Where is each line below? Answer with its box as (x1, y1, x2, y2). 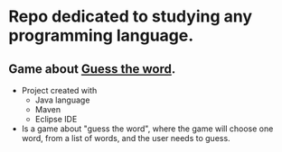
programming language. (8, 25, 194, 46)
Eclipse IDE (34, 114, 78, 124)
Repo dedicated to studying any (8, 6, 253, 27)
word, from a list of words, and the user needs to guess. (21, 133, 231, 143)
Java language (34, 94, 90, 105)
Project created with (21, 85, 98, 95)
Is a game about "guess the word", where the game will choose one (21, 123, 274, 134)
